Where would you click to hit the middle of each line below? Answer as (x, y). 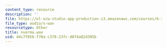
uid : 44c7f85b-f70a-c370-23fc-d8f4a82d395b (51, 37)
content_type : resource (30, 10)
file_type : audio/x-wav (30, 23)
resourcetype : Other (27, 28)
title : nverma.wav (24, 32)
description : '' (22, 14)
